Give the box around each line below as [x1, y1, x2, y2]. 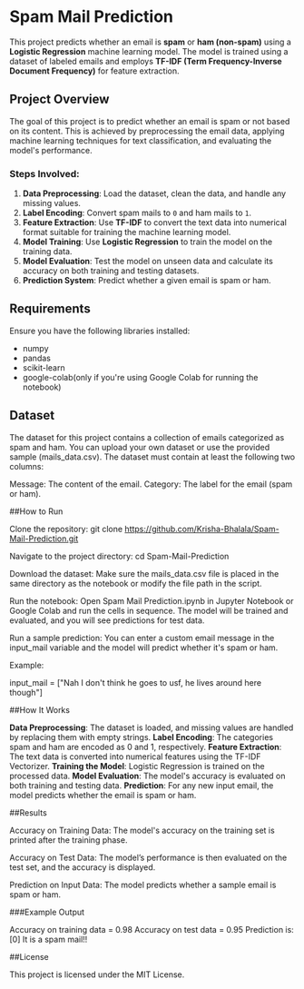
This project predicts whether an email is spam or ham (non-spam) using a [9, 36, 292, 47]
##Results [9, 806, 47, 818]
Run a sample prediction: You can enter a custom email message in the [9, 632, 275, 643]
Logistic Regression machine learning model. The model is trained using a [9, 45, 289, 56]
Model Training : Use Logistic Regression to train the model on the [22, 236, 273, 247]
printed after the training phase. [9, 834, 128, 846]
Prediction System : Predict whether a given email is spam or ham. [22, 275, 271, 286]
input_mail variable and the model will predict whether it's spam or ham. [9, 642, 279, 653]
